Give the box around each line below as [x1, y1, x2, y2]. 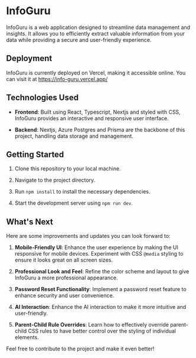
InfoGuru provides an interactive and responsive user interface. [14, 114, 169, 122]
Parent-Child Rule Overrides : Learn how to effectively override [14, 321, 169, 328]
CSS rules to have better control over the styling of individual [28, 327, 176, 335]
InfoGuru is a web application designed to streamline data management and [6, 24, 191, 31]
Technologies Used [6, 93, 79, 103]
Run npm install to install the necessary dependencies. [14, 188, 151, 195]
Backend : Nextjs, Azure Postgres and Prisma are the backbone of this [14, 126, 185, 133]
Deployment [6, 53, 53, 63]
